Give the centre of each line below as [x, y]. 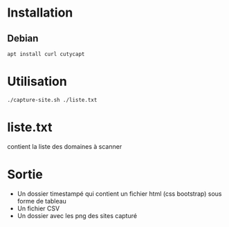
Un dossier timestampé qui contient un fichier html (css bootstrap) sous [119, 193]
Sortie [25, 175]
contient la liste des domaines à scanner [65, 146]
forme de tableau [42, 201]
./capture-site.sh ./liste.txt [52, 100]
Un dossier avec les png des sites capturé [77, 215]
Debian [23, 38]
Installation [40, 13]
